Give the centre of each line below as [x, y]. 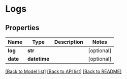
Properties [22, 28]
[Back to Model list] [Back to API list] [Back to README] [63, 71]
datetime [38, 59]
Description [69, 42]
